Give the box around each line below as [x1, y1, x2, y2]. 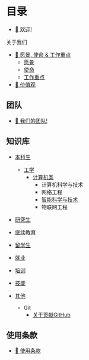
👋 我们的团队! [14, 117, 47, 124]
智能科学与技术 [41, 196, 78, 203]
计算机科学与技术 [41, 181, 84, 188]
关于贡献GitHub [32, 311, 71, 318]
